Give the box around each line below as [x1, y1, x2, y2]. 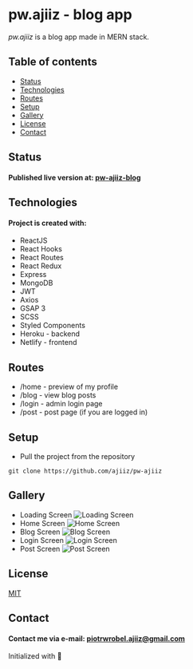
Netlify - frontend [19, 338, 77, 347]
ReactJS [19, 236, 48, 245]
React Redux [19, 261, 62, 271]
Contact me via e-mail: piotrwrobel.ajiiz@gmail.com [8, 633, 186, 643]
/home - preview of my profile [19, 382, 118, 392]
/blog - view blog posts [19, 390, 96, 400]
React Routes [19, 253, 64, 263]
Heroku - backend [19, 329, 81, 338]
